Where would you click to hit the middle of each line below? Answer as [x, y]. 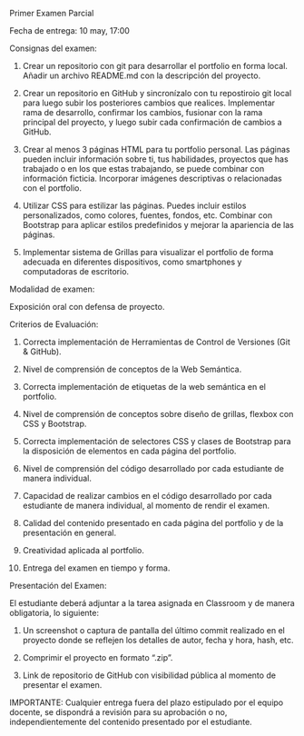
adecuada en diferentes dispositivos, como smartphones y [132, 262]
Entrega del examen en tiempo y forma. [96, 568]
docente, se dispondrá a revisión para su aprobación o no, [118, 712]
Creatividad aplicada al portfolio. [83, 550]
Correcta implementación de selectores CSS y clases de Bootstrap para [157, 441]
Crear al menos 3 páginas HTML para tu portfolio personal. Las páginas [156, 149]
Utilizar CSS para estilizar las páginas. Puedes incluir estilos [134, 205]
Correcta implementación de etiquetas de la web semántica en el [144, 387]
